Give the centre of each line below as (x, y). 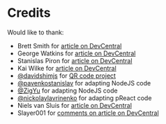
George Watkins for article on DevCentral (76, 53)
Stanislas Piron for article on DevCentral (75, 60)
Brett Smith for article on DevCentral (69, 46)
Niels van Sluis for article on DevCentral (75, 105)
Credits (29, 13)
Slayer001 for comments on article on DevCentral (88, 113)
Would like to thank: (36, 32)
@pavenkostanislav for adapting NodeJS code (84, 83)
